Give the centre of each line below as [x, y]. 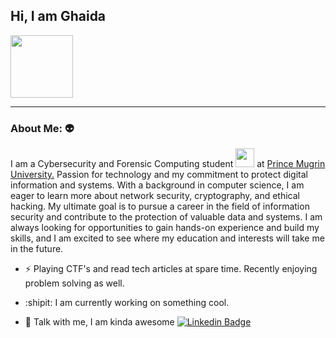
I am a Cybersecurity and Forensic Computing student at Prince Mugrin [168, 164]
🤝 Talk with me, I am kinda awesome [99, 322]
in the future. [37, 249]
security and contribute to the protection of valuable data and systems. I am [166, 217]
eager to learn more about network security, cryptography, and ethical [155, 196]
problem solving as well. [74, 283]
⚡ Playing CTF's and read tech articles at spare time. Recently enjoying [171, 269]
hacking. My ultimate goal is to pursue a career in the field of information [160, 206]
